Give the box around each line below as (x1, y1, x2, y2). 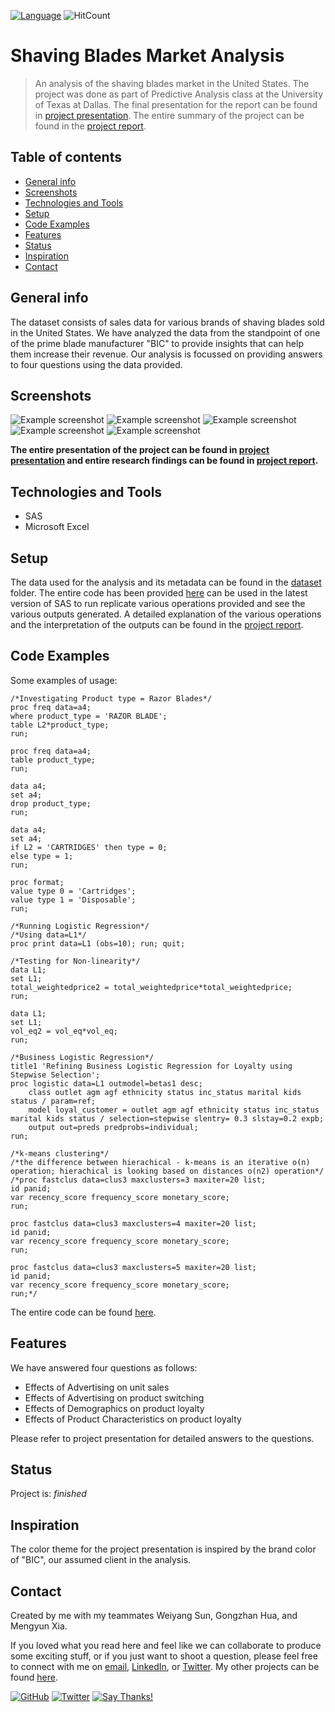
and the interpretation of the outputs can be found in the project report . (10, 619, 304, 630)
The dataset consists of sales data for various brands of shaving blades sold (10, 316, 325, 328)
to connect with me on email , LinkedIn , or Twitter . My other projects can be (10, 1661, 320, 1673)
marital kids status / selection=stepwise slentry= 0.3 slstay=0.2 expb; (10, 1113, 325, 1124)
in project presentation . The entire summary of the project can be (34, 109, 305, 121)
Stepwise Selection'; (10, 1070, 101, 1080)
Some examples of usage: (10, 674, 118, 686)
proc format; (10, 877, 65, 887)
